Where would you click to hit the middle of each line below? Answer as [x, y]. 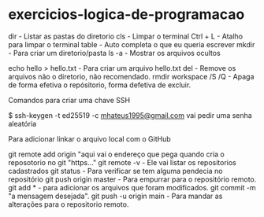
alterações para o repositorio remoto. [69, 204]
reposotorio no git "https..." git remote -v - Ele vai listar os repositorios [122, 162]
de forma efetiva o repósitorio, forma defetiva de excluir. [100, 85]
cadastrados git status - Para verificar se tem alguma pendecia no [115, 171]
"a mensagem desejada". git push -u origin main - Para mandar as [115, 196]
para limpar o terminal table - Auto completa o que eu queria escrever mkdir [132, 44]
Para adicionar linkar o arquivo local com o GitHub [89, 138]
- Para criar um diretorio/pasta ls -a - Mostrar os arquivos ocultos [114, 53]
